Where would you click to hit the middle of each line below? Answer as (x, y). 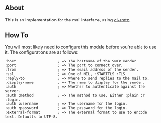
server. (13, 91)
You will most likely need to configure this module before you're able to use (81, 47)
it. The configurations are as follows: (42, 52)
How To (17, 35)
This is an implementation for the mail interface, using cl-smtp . (68, 20)
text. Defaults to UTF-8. (31, 117)
